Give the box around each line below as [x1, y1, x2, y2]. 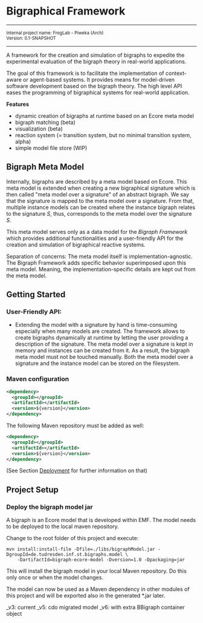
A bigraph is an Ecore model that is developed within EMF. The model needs [6, 517, 196, 524]
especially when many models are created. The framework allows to [14, 328, 185, 335]
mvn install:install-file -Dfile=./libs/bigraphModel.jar [6, 546, 155, 552]
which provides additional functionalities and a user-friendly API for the [6, 234, 184, 242]
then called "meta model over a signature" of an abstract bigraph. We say [6, 190, 189, 198]
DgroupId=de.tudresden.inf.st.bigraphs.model [6, 552, 123, 558]
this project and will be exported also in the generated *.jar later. [6, 592, 166, 599]
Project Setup [6, 485, 59, 495]
